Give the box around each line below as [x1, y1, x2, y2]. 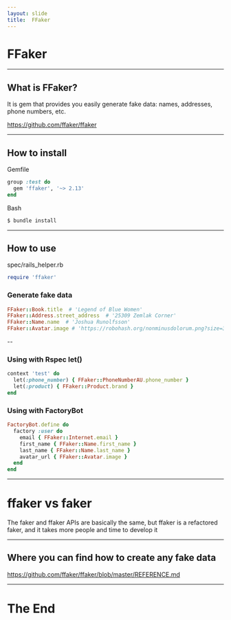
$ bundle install [7, 217, 57, 224]
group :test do [7, 179, 51, 186]
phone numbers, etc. [7, 107, 67, 115]
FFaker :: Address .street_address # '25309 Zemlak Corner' [7, 312, 177, 320]
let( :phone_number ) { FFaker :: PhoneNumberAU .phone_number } [13, 377, 189, 384]
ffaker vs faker [7, 496, 92, 511]
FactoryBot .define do [7, 421, 69, 428]
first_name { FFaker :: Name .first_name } [19, 441, 137, 447]
